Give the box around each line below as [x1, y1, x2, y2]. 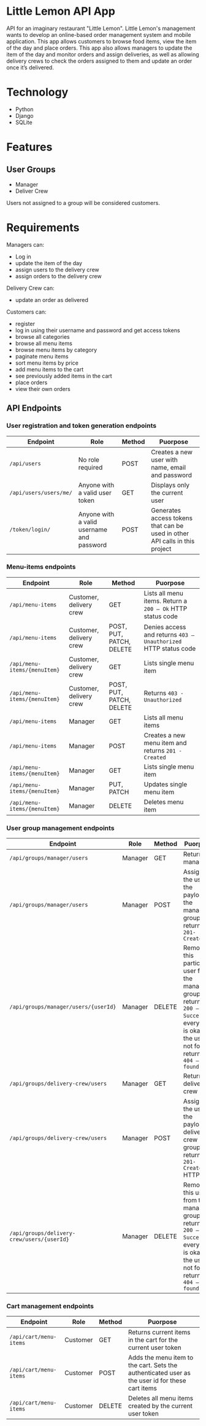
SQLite [15, 118, 32, 126]
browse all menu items [15, 339, 72, 347]
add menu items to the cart [15, 365, 84, 373]
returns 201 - [143, 746, 182, 754]
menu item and [143, 738, 187, 747]
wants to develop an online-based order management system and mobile [6, 31, 191, 38]
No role [78, 455, 100, 464]
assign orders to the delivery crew [15, 272, 102, 280]
